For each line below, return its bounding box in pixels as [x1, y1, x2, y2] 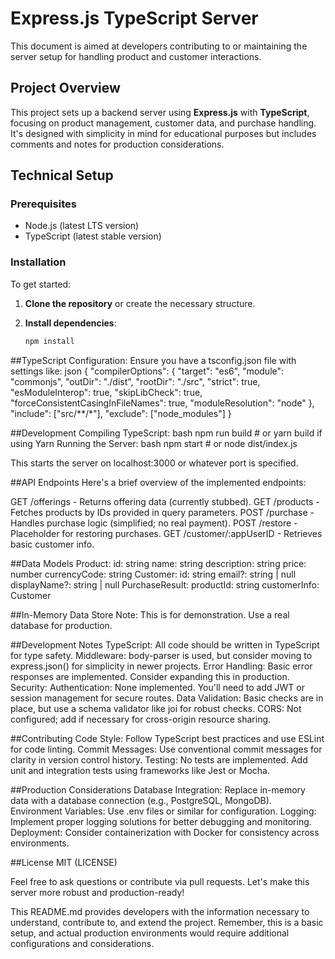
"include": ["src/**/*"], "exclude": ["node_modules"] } [10, 407, 232, 419]
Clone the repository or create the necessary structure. [24, 297, 256, 309]
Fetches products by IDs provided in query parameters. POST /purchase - [10, 506, 315, 518]
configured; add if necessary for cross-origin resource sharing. [10, 713, 272, 725]
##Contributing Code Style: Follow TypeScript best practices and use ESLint [10, 732, 325, 744]
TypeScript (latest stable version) [24, 230, 162, 242]
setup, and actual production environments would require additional [10, 927, 290, 939]
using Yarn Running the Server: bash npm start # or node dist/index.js [10, 437, 298, 449]
